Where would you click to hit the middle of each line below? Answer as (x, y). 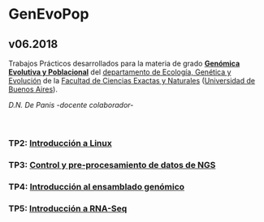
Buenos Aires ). (33, 89)
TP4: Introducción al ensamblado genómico (97, 186)
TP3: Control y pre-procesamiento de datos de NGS (112, 164)
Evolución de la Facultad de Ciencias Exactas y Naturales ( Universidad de (132, 81)
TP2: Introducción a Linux (60, 143)
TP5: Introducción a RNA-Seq (68, 208)
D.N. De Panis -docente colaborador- (71, 105)
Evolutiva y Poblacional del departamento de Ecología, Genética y (120, 72)
